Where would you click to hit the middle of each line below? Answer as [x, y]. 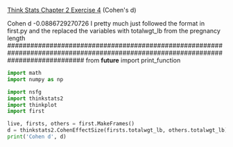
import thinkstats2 [35, 98]
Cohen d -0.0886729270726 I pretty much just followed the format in [106, 23]
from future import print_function [133, 60]
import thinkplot [32, 105]
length [16, 38]
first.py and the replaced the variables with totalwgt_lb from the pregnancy [114, 31]
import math [24, 73]
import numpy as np [35, 79]
